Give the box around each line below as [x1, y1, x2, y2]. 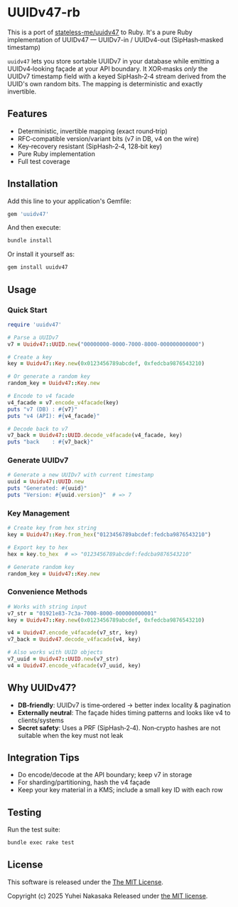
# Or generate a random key [7, 373, 91, 380]
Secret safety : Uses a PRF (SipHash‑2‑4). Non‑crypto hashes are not [17, 723, 221, 732]
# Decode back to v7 [7, 425, 69, 432]
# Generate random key [7, 563, 75, 570]
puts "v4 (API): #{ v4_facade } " [7, 412, 100, 419]
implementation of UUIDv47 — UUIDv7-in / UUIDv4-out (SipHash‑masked [7, 35, 224, 43]
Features [7, 108, 48, 120]
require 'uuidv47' [7, 321, 62, 328]
